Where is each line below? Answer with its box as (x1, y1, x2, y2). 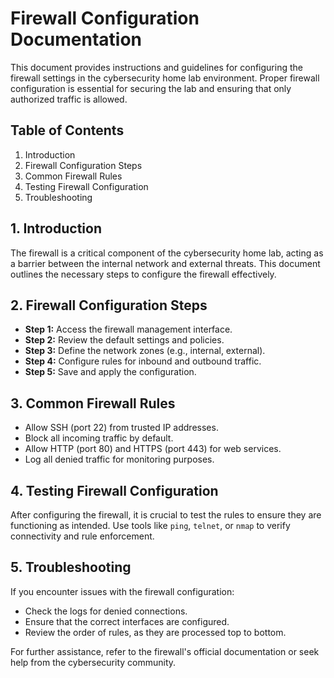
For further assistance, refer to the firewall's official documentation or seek (10, 645, 320, 657)
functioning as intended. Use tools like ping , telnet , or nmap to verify (10, 520, 291, 531)
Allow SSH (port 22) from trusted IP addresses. (24, 422, 219, 434)
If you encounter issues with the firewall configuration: (10, 585, 235, 597)
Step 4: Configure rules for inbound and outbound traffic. (24, 355, 262, 367)
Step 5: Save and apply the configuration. (24, 366, 197, 378)
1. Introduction (10, 220, 102, 237)
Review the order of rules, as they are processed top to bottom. (24, 626, 287, 638)
